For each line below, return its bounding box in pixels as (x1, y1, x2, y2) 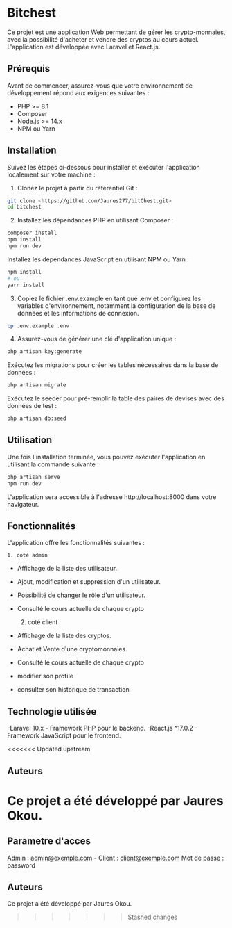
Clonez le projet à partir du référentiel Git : (17, 184, 138, 192)
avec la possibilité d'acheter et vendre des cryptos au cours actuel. (7, 35, 199, 43)
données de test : (7, 402, 57, 410)
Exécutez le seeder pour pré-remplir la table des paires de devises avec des (7, 394, 225, 402)
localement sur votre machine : (7, 170, 96, 179)
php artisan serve (7, 473, 60, 480)
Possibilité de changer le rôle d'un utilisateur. (17, 591, 145, 599)
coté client (27, 618, 58, 626)
